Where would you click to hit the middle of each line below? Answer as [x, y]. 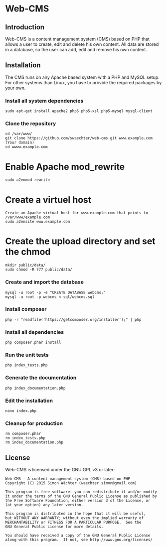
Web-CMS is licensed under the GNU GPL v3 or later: [60, 470]
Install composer [26, 309]
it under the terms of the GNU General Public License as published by [81, 496]
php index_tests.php [27, 365]
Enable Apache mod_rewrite [65, 167]
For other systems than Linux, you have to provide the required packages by [83, 82]
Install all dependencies [34, 332]
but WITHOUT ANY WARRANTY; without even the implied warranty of [74, 518]
